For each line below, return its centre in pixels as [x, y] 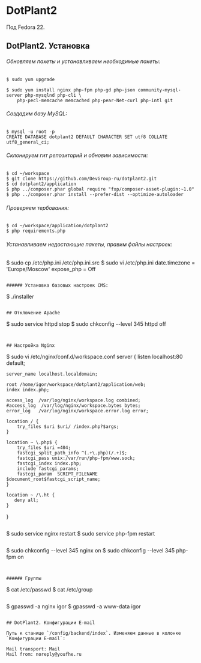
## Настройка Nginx [31, 346]
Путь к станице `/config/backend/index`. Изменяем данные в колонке [94, 634]
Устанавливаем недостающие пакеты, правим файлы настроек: [89, 244]
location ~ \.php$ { [32, 442]
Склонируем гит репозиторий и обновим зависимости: [77, 155]
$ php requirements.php [36, 231]
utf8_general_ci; [28, 142]
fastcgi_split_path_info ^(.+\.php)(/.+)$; [72, 453]
